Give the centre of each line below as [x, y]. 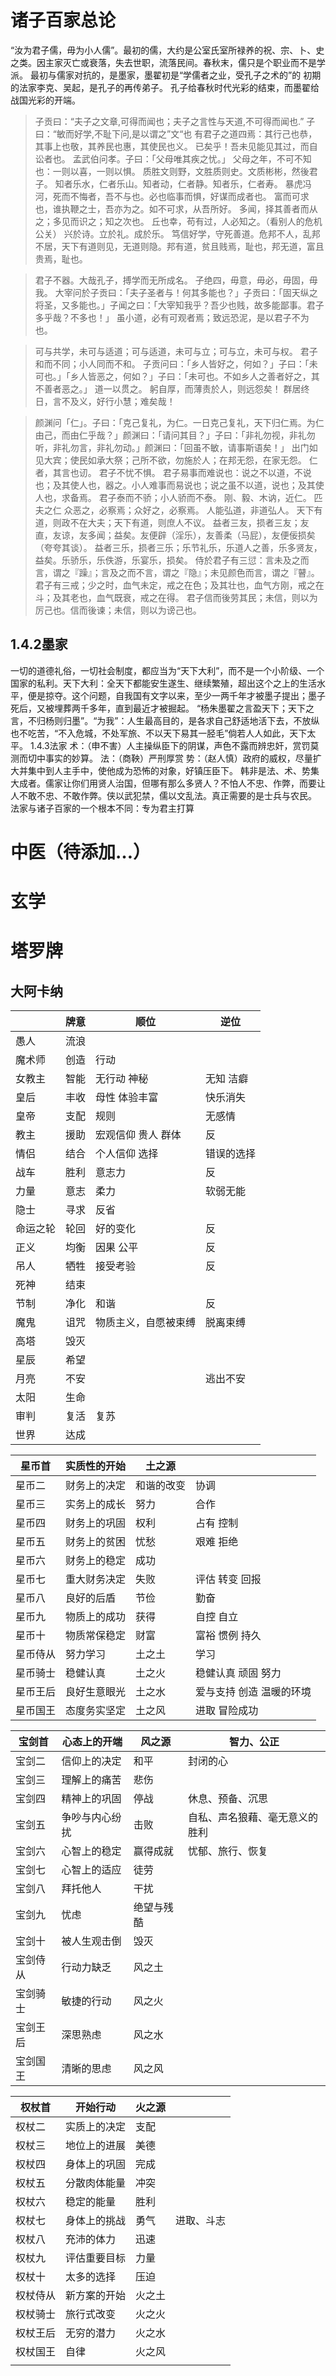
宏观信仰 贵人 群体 [138, 1135]
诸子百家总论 [63, 20]
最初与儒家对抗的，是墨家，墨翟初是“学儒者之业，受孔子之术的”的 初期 [175, 75]
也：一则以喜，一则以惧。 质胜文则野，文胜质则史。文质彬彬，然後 [172, 171]
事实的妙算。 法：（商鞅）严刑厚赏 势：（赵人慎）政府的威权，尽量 [178, 758]
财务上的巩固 [96, 1523]
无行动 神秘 [122, 1079]
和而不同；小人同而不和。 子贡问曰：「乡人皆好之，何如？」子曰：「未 [176, 363]
